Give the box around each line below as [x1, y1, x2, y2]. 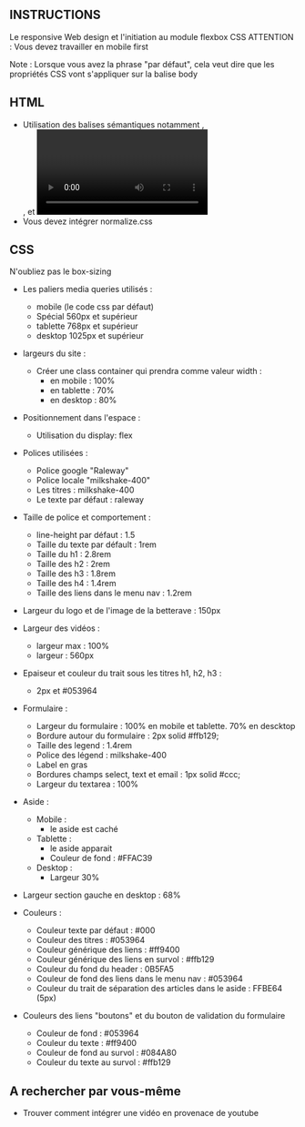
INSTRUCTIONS [9, 7, 102, 23]
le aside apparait [49, 843, 113, 854]
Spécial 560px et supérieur [36, 311, 138, 322]
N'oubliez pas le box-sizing [9, 266, 112, 277]
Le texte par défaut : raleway [36, 494, 144, 505]
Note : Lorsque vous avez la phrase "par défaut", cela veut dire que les [9, 58, 275, 69]
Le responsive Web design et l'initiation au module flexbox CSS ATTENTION [9, 31, 294, 42]
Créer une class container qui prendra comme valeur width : [36, 366, 262, 377]
